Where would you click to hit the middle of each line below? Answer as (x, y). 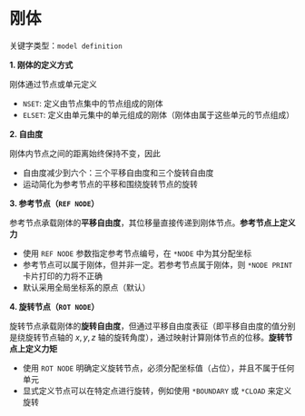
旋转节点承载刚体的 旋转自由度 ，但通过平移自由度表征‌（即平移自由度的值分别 (152, 326)
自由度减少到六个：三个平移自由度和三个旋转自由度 (118, 173)
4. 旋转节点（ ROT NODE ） (54, 306)
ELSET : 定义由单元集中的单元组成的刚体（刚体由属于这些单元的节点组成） (158, 114)
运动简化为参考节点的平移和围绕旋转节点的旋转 (110, 183)
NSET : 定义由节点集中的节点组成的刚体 (93, 103)
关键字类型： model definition (66, 45)
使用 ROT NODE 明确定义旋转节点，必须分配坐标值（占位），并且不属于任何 (158, 368)
